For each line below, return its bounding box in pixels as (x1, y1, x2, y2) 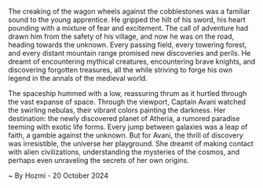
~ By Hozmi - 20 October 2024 (8, 171, 108, 180)
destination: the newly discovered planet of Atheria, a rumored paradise (8, 114, 240, 123)
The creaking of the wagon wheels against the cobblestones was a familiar (8, 7, 250, 16)
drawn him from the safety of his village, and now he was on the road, (8, 31, 235, 41)
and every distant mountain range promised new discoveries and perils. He (8, 49, 251, 57)
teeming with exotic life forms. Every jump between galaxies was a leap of (8, 122, 248, 131)
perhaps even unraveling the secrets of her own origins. (8, 156, 190, 164)
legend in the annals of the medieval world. (8, 74, 148, 83)
